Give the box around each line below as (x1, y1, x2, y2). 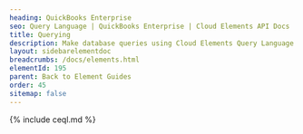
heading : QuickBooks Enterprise (9, 13, 132, 23)
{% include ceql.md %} (9, 114, 97, 125)
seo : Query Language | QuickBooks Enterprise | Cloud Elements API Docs (9, 22, 290, 31)
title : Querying (9, 30, 71, 39)
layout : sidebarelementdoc (9, 47, 112, 56)
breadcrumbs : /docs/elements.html (9, 55, 141, 64)
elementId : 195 (9, 64, 67, 73)
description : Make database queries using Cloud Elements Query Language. (9, 38, 298, 48)
